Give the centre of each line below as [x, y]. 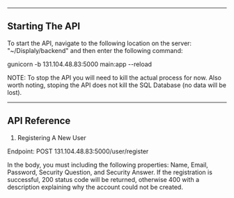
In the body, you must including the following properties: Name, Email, [108, 165]
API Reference [39, 121]
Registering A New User [52, 137]
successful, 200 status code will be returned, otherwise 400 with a [103, 179]
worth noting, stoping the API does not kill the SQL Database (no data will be [117, 85]
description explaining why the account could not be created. [95, 187]
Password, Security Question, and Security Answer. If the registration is [110, 172]
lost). [15, 92]
